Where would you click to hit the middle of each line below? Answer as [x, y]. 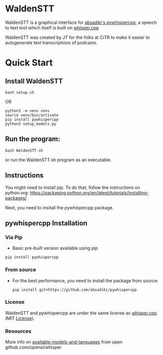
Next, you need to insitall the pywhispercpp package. [59, 207]
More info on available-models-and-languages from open [64, 342]
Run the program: [33, 139]
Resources [18, 331]
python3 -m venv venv [27, 111]
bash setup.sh [20, 92]
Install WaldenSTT [34, 81]
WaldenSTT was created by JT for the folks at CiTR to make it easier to [78, 37]
